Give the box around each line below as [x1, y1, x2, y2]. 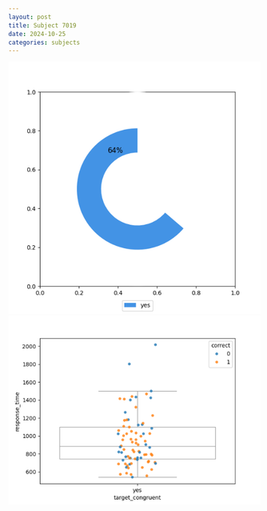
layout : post [8, 13, 52, 21]
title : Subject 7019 [8, 21, 78, 30]
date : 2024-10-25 [8, 30, 66, 38]
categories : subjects [8, 38, 81, 46]
